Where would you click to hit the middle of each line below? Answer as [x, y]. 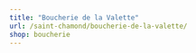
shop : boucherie [40, 34]
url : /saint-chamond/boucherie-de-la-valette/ [98, 26]
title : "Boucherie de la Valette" [75, 18]
